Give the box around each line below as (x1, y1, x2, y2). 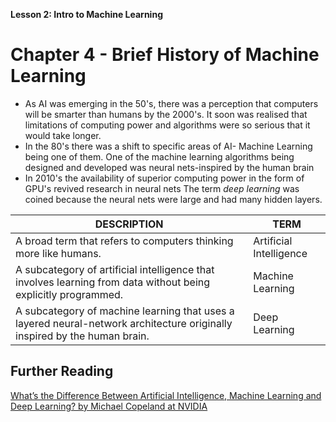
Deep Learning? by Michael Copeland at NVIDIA (10, 400, 208, 412)
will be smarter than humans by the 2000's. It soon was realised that (24, 108, 308, 120)
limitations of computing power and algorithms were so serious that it (24, 119, 311, 131)
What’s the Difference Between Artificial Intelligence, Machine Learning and (10, 389, 322, 401)
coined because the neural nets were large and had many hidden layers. (24, 193, 323, 205)
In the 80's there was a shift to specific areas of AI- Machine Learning (24, 140, 313, 152)
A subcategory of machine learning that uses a (15, 304, 235, 318)
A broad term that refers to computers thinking (15, 234, 234, 248)
